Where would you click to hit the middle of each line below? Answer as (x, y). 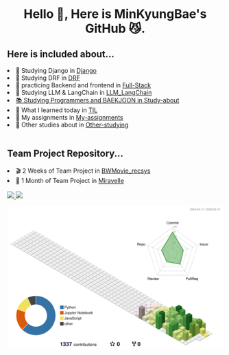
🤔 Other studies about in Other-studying (72, 125)
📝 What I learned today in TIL (57, 110)
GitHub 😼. (115, 29)
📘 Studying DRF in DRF (48, 78)
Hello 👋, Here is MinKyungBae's (115, 14)
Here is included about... (61, 54)
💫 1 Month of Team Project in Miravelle (70, 180)
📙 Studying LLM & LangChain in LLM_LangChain (84, 93)
